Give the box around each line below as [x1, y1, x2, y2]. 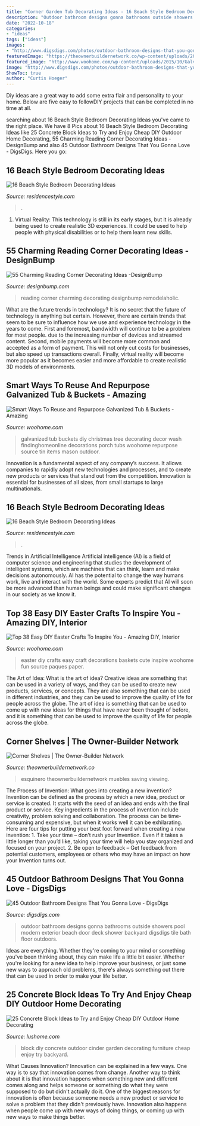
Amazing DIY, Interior [6, 617, 87, 628]
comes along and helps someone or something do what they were [6, 1081, 168, 1088]
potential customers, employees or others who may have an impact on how [6, 850, 190, 858]
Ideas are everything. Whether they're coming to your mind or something [6, 947, 185, 954]
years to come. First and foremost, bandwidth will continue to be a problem [6, 325, 190, 332]
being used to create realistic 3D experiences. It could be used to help [14, 222, 187, 229]
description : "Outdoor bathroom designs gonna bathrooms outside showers [6, 14, 193, 20]
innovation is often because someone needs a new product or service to [6, 1094, 184, 1101]
